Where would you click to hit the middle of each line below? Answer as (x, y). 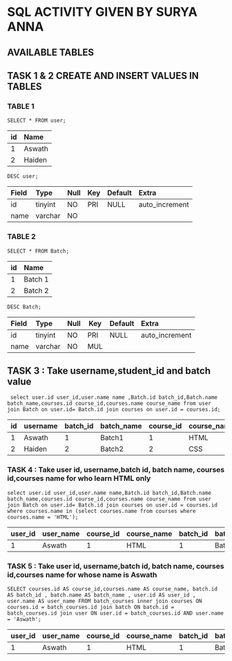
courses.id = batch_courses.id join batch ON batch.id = (91, 607)
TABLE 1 (21, 106)
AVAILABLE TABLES (51, 52)
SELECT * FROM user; (37, 121)
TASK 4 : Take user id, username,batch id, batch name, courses (116, 470)
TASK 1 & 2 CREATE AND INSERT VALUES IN (103, 76)
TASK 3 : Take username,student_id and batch (109, 371)
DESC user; (23, 176)
